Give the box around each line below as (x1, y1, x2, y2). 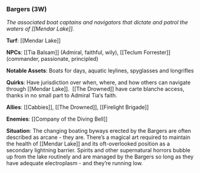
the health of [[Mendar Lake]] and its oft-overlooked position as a (6, 140, 170, 147)
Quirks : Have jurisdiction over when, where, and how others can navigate (6, 79, 191, 86)
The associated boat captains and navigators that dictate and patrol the (6, 19, 188, 26)
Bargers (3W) (6, 5, 47, 13)
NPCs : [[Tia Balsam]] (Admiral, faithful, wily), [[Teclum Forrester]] (6, 49, 171, 56)
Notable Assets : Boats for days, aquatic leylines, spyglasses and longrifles (6, 67, 195, 74)
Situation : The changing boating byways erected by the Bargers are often (6, 127, 191, 135)
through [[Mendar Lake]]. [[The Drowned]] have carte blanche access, (6, 85, 185, 93)
